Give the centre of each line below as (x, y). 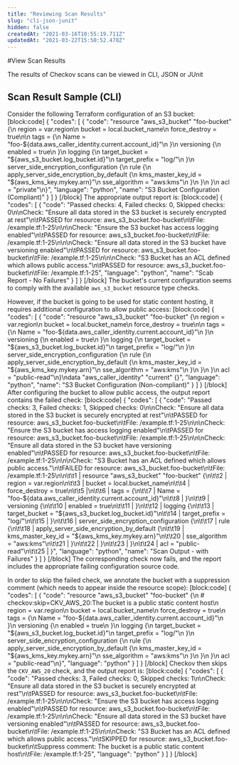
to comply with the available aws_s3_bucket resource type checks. (104, 287)
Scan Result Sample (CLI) (65, 97)
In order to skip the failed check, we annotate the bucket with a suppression (118, 580)
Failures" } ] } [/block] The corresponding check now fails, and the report (115, 559)
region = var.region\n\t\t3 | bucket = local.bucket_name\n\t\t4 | (99, 483)
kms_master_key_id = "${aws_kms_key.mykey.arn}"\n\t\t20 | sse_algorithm (117, 536)
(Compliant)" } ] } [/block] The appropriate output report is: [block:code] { (115, 197)
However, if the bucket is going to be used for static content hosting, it (110, 301)
